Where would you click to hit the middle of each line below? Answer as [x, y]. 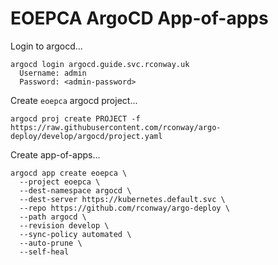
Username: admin [53, 73]
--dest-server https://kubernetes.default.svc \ [122, 199]
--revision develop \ [64, 225]
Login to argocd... [46, 46]
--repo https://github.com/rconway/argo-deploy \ [124, 208]
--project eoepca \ [60, 182]
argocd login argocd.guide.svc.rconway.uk [100, 64]
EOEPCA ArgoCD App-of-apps [139, 18]
